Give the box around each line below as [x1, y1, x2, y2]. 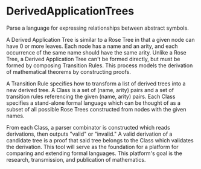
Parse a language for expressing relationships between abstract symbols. [6, 24, 189, 31]
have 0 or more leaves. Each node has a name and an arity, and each [6, 42, 178, 50]
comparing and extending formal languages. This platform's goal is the [6, 150, 182, 157]
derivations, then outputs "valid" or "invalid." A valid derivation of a [6, 130, 173, 138]
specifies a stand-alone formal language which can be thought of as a [6, 99, 181, 107]
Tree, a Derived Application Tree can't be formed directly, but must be [6, 55, 180, 62]
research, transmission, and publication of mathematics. [6, 156, 146, 163]
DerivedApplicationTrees [6, 4, 135, 18]
